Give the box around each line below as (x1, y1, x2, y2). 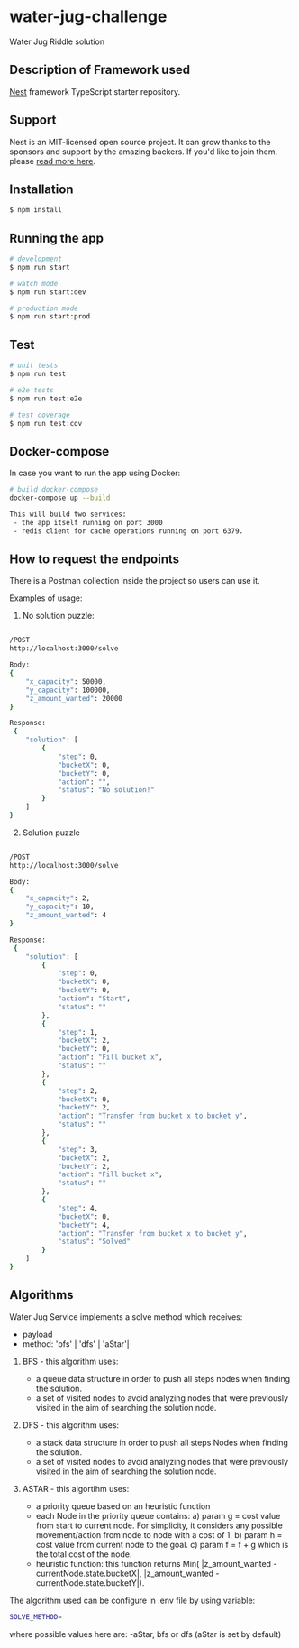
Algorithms (9, 1287, 74, 1303)
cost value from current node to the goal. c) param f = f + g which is (35, 1539, 289, 1550)
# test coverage (9, 410, 70, 419)
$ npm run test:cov (9, 419, 83, 428)
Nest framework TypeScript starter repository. (9, 86, 181, 97)
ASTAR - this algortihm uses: (22, 1483, 130, 1494)
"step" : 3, (57, 1145, 99, 1154)
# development (9, 254, 63, 263)
